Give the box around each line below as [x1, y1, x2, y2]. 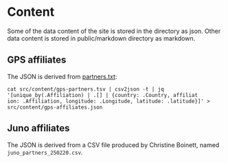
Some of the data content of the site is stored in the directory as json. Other [7, 27, 221, 35]
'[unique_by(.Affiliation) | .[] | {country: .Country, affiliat [7, 91, 198, 98]
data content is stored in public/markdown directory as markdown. [7, 34, 196, 42]
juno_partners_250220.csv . [7, 148, 83, 156]
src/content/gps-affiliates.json [7, 104, 103, 111]
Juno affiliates [7, 122, 70, 134]
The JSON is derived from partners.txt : [7, 72, 117, 80]
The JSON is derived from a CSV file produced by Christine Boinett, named [7, 140, 220, 149]
